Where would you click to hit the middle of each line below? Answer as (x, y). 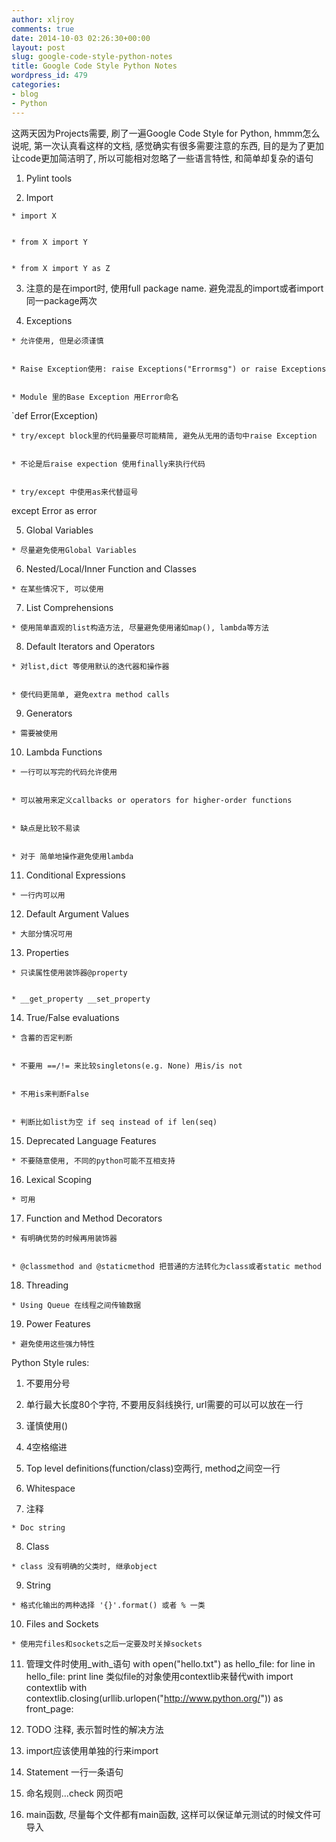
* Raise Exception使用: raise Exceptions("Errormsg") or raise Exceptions (169, 369)
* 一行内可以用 (38, 895)
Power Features (58, 1323)
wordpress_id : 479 (49, 76)
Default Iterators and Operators (90, 646)
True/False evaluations (72, 1017)
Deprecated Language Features (91, 1140)
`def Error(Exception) (55, 415)
